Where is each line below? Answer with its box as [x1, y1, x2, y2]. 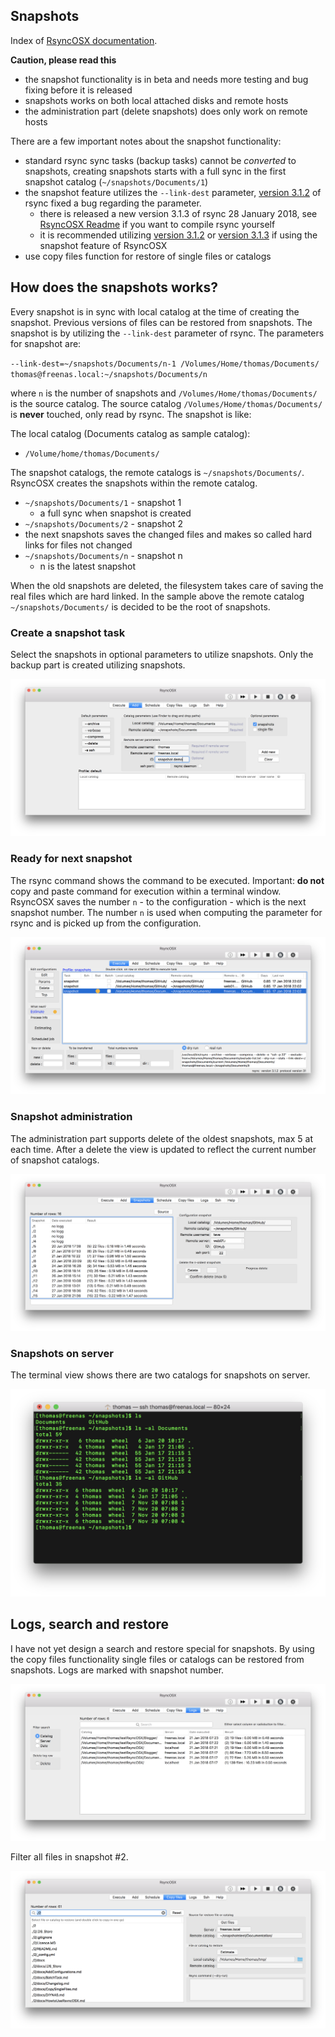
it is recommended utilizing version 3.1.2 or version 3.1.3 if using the [39, 229, 318, 241]
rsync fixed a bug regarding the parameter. [24, 197, 202, 209]
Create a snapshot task [10, 625, 126, 639]
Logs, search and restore [10, 1616, 169, 1633]
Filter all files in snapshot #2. [10, 1851, 129, 1863]
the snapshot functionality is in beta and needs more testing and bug [24, 73, 309, 85]
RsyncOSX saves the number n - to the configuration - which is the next [10, 895, 307, 908]
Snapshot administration [10, 1110, 133, 1124]
